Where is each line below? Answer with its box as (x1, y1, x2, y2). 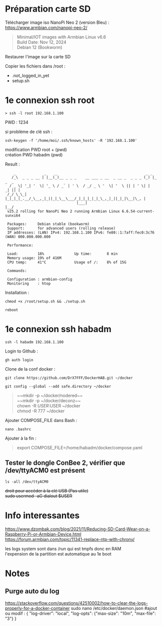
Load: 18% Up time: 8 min (7, 251, 118, 256)
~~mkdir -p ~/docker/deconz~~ (16, 397, 81, 404)
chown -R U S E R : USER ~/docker (16, 403, 81, 408)
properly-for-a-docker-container (5, 605, 70, 611)
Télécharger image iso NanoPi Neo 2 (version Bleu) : (5, 19, 110, 25)
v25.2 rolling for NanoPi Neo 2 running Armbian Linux (7, 209, 120, 214)
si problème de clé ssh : (5, 129, 53, 135)
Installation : (5, 289, 29, 295)
